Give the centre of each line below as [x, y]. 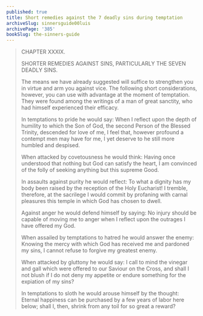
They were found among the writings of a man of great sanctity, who [107, 101]
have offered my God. [48, 226]
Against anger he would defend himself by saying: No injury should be [109, 213]
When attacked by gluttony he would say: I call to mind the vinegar [104, 263]
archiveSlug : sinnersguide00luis [48, 23]
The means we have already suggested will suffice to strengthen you [107, 82]
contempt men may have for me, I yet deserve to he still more [98, 139]
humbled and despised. [51, 145]
